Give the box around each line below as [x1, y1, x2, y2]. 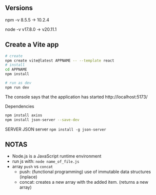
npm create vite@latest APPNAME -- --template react [5, 58, 115, 63]
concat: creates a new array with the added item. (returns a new [19, 179, 149, 185]
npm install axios [5, 112, 42, 118]
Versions [5, 4, 33, 12]
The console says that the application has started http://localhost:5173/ [5, 94, 148, 100]
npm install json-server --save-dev [5, 117, 79, 122]
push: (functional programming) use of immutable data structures [19, 169, 151, 175]
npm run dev [5, 85, 29, 90]
